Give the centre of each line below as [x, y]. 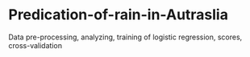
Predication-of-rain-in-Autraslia [118, 15]
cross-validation [35, 45]
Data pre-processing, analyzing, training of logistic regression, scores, [125, 37]
